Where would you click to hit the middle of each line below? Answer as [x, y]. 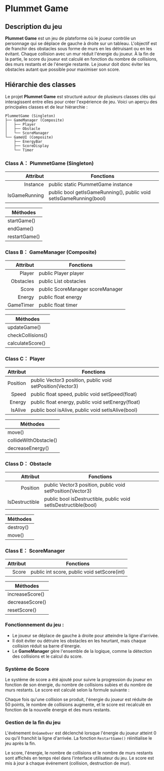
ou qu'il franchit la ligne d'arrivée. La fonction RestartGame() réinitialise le [79, 738]
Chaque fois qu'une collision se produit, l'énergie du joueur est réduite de [79, 699]
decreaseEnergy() [28, 448]
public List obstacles [62, 281]
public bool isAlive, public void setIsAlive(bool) [84, 410]
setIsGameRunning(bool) [77, 198]
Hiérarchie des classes [41, 85]
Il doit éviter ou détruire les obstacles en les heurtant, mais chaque [79, 641]
